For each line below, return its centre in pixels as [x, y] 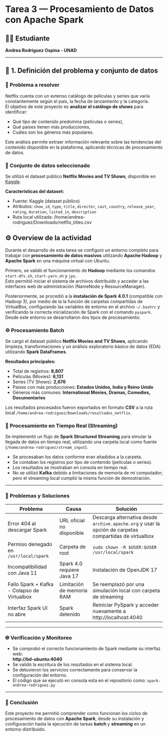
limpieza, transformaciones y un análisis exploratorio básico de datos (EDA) [83, 347]
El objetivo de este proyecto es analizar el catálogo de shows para [74, 107]
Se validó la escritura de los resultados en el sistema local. [73, 664]
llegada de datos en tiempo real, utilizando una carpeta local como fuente [81, 442]
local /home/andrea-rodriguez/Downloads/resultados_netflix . [68, 413]
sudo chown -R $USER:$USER [124, 547]
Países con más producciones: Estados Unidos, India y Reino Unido [83, 387]
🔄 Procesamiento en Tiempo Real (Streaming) [61, 426]
